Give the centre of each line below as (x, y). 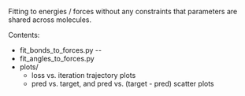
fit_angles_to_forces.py (57, 59)
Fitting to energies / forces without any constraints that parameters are (123, 11)
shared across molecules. (50, 20)
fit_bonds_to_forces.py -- (61, 50)
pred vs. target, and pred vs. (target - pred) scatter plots (122, 83)
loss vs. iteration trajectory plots (84, 75)
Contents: (24, 35)
